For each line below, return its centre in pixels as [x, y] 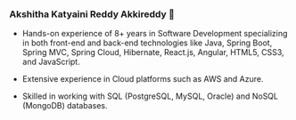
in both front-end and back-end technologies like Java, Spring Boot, [147, 43]
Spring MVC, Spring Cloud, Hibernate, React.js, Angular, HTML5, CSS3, [153, 52]
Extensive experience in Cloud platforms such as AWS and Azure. [143, 79]
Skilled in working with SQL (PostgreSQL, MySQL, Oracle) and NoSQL [150, 96]
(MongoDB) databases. [65, 106]
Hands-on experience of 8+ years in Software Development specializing [155, 34]
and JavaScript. [51, 62]
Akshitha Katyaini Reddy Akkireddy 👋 [92, 14]
